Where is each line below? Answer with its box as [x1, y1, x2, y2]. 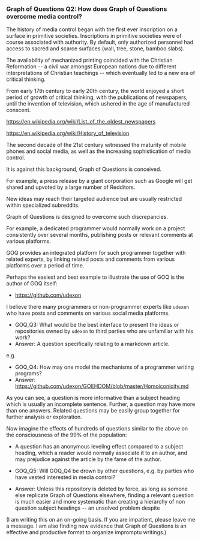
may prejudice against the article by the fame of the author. [14, 456, 162, 463]
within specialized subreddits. [6, 201, 80, 209]
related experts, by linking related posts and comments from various [6, 255, 175, 263]
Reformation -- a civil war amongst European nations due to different [6, 63, 177, 70]
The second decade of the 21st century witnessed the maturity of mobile [6, 141, 187, 149]
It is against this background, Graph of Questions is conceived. [6, 165, 162, 173]
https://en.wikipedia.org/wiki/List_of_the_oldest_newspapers [6, 118, 156, 125]
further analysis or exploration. [6, 413, 82, 421]
